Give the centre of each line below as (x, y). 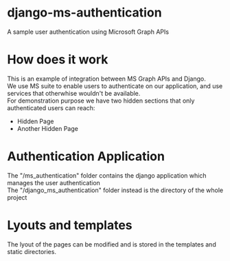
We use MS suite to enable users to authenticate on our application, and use (115, 86)
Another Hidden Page (48, 128)
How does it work (58, 60)
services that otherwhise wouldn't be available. (74, 93)
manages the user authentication (54, 182)
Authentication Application (86, 157)
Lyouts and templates (70, 225)
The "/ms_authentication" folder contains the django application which (107, 175)
